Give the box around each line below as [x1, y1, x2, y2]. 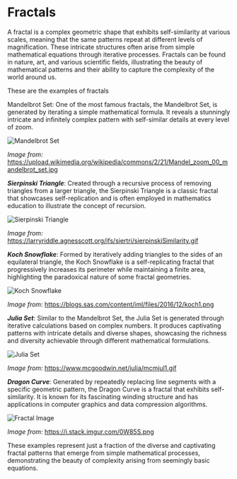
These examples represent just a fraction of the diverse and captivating [7, 441, 216, 449]
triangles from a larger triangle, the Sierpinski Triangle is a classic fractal [7, 186, 219, 195]
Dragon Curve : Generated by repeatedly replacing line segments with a [7, 377, 216, 386]
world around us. [7, 72, 57, 81]
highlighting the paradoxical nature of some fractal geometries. [7, 272, 192, 281]
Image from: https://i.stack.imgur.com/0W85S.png [7, 427, 154, 436]
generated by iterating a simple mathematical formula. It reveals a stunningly [7, 108, 231, 116]
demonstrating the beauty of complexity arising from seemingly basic [7, 456, 210, 464]
